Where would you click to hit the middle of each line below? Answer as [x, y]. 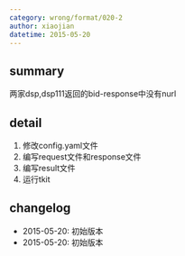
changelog [40, 208]
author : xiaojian [42, 26]
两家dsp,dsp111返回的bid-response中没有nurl [93, 94]
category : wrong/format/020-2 [66, 18]
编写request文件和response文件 [82, 157]
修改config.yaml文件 [60, 146]
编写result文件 [49, 168]
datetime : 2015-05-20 [50, 34]
